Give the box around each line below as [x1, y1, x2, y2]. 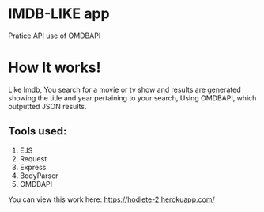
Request [19, 153, 47, 163]
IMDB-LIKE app [8, 5, 110, 23]
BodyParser [19, 171, 58, 180]
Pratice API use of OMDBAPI [8, 31, 101, 40]
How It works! [8, 59, 101, 77]
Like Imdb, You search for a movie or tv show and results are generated [8, 85, 241, 94]
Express [19, 162, 47, 172]
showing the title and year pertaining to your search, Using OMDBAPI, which [8, 93, 257, 103]
